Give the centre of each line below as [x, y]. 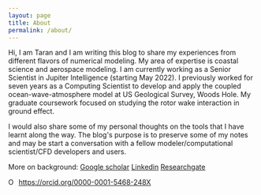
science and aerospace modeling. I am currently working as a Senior [119, 69]
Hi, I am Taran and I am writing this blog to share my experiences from [122, 53]
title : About [30, 23]
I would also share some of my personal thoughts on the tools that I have [126, 126]
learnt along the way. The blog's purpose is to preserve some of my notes [128, 135]
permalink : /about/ [40, 30]
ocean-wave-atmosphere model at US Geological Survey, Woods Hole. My [129, 95]
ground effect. [32, 111]
